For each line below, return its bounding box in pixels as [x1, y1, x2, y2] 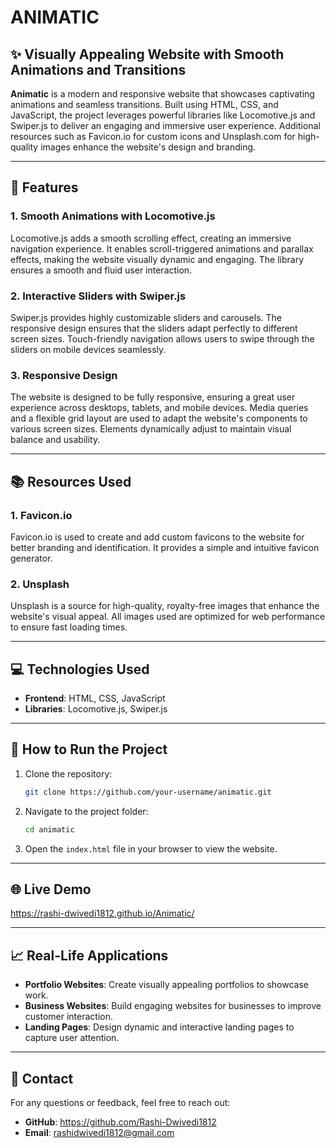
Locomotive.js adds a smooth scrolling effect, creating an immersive [10, 232, 292, 244]
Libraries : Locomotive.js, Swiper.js [24, 703, 168, 715]
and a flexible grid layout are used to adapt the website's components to [10, 412, 308, 425]
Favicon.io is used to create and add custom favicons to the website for [10, 531, 305, 543]
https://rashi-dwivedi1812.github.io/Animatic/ [10, 907, 195, 920]
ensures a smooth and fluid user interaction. [10, 264, 193, 276]
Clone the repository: [24, 767, 113, 780]
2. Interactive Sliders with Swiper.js [10, 289, 187, 303]
